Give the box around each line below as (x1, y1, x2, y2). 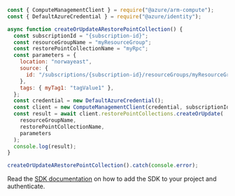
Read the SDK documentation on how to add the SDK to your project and (7, 175, 217, 183)
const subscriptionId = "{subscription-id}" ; (13, 32, 149, 39)
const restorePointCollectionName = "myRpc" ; (13, 45, 149, 52)
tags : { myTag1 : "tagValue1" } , (20, 84, 114, 91)
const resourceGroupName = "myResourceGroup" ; (13, 38, 152, 45)
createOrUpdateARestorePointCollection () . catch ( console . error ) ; (7, 162, 199, 169)
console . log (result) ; (13, 143, 77, 150)
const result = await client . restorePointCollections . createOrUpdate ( (13, 111, 224, 118)
